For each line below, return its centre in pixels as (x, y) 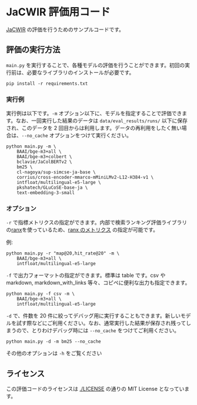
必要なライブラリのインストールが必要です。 (80, 72)
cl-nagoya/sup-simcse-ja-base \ (56, 172)
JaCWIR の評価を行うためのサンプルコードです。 (65, 29)
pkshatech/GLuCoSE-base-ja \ (52, 188)
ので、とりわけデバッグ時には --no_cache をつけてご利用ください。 (98, 330)
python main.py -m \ (31, 147)
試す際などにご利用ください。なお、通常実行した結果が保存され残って (101, 323)
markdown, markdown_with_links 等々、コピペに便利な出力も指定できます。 (98, 283)
